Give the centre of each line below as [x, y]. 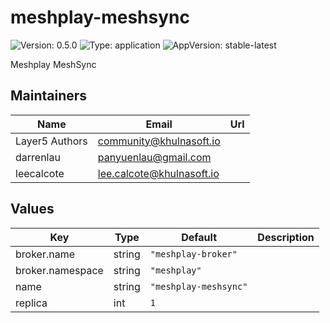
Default [199, 237]
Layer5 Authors [51, 141]
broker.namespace [59, 270]
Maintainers [49, 96]
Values [32, 209]
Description [286, 237]
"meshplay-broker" [193, 254]
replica [31, 303]
